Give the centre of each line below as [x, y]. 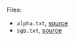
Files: [14, 10]
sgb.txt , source [39, 30]
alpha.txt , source [42, 23]
